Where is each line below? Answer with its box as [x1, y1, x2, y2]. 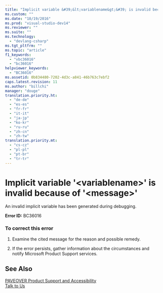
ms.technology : [5, 34, 36, 39]
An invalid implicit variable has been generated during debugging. [5, 204, 137, 209]
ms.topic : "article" [5, 48, 47, 52]
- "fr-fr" [9, 106, 29, 112]
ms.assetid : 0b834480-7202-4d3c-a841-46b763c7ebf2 [5, 75, 110, 80]
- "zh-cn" [9, 129, 29, 134]
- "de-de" [9, 98, 29, 103]
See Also [5, 265, 33, 273]
